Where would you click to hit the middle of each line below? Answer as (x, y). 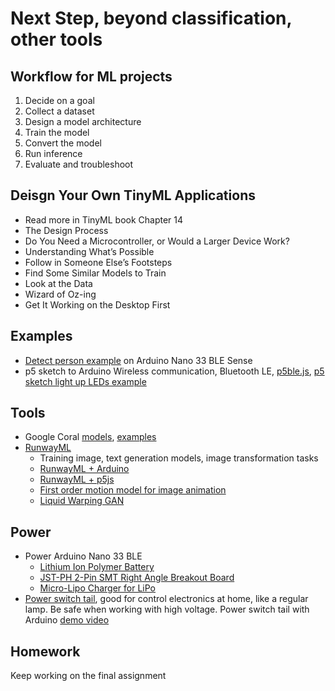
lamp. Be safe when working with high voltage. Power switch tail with (167, 609)
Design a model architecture (83, 121)
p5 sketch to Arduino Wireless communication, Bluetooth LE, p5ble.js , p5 (174, 371)
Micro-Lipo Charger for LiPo (98, 588)
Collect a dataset (59, 111)
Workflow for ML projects (91, 76)
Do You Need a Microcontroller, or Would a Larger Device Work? (157, 241)
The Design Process (66, 230)
